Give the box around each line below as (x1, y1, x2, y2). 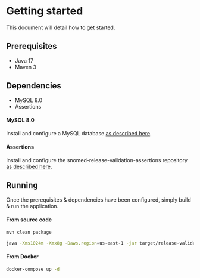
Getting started (6, 4, 83, 18)
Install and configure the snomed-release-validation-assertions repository (6, 156, 188, 163)
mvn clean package (6, 229, 52, 235)
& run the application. (6, 202, 59, 209)
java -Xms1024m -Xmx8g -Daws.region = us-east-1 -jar (6, 240, 137, 246)
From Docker (6, 253, 39, 260)
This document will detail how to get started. (6, 24, 115, 31)
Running (6, 180, 39, 190)
